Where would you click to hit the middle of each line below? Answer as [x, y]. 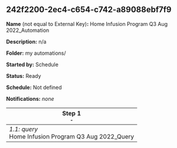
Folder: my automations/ [36, 53]
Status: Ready [24, 75]
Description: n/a [26, 41]
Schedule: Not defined [34, 87]
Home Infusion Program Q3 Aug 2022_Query [72, 136]
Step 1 [72, 113]
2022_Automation [28, 30]
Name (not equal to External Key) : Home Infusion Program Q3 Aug [87, 24]
